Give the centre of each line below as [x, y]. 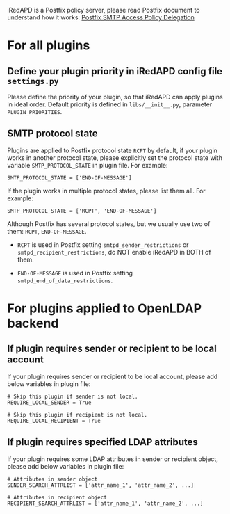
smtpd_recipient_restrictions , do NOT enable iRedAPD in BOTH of [114, 252]
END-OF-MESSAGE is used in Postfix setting [75, 273]
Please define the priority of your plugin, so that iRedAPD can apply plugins [115, 97]
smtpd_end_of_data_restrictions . [65, 280]
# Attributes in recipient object [57, 497]
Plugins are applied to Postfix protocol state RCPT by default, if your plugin [112, 150]
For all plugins [49, 46]
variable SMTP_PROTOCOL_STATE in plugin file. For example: [88, 165]
